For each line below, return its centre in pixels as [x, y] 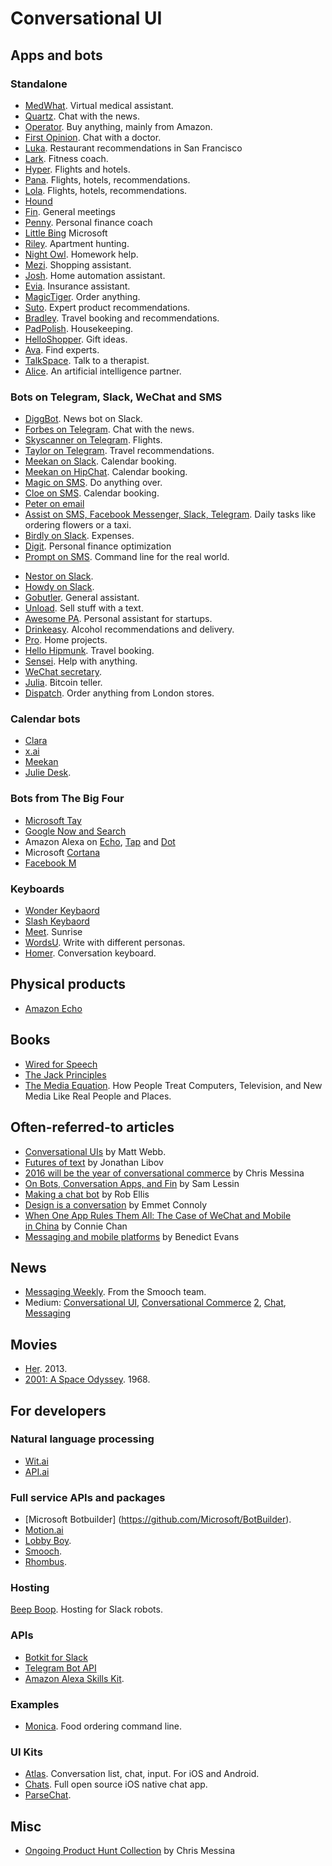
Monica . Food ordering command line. [103, 1726]
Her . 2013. [46, 1369]
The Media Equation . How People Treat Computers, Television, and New [173, 1085]
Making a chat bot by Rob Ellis [87, 1194]
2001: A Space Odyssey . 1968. [87, 1379]
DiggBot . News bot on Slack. [83, 419]
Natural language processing [82, 1439]
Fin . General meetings [70, 211]
